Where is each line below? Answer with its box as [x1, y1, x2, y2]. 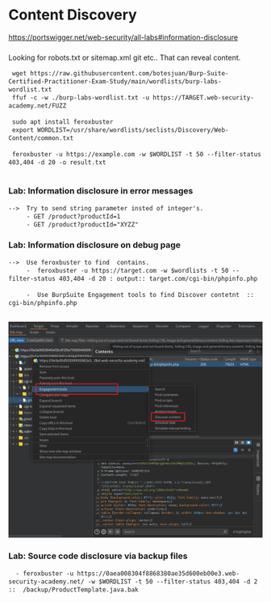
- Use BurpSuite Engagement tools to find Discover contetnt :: [26, 291, 254, 299]
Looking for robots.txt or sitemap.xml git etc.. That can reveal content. [8, 53, 241, 62]
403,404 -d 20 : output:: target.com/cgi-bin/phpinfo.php [59, 275, 258, 283]
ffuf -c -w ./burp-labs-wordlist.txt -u [11, 93, 150, 102]
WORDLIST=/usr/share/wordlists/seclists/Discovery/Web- [37, 125, 229, 134]
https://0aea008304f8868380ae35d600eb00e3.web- [77, 569, 240, 578]
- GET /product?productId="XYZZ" [26, 221, 139, 229]
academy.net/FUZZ [8, 101, 67, 110]
